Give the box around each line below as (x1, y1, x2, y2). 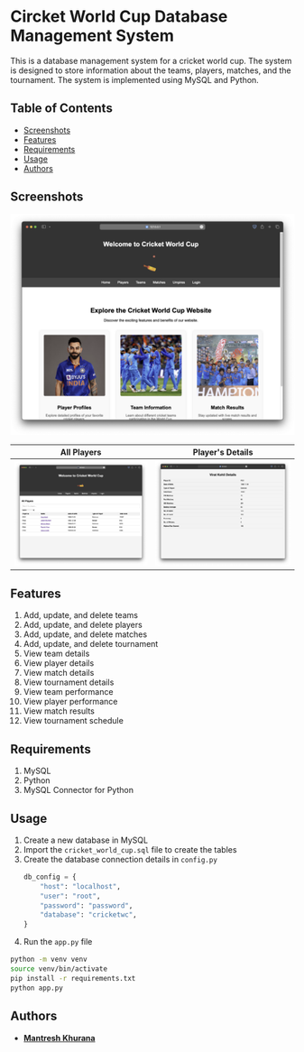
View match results (23, 706, 96, 716)
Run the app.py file (23, 937, 93, 947)
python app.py (10, 983, 64, 992)
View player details (23, 658, 95, 669)
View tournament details (23, 677, 115, 687)
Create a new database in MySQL (23, 835, 148, 845)
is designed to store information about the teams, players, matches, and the (10, 65, 291, 76)
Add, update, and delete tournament (23, 639, 159, 650)
